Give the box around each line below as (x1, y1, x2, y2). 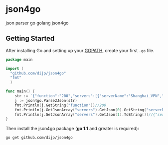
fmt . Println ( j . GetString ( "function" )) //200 (14, 103, 107, 108)
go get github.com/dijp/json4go (5, 135, 73, 140)
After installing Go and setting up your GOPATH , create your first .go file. (5, 47, 155, 53)
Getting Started (5, 34, 55, 43)
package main (5, 57, 33, 62)
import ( (5, 66, 24, 71)
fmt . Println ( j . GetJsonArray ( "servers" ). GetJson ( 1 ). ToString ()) (14, 112, 149, 117)
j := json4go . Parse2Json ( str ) (14, 98, 78, 103)
